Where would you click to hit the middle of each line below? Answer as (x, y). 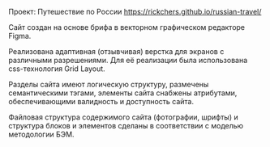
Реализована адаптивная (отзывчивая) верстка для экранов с (116, 51)
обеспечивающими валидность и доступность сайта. (101, 101)
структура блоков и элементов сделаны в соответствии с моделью (126, 126)
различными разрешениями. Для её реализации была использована (128, 60)
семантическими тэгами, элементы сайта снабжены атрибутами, (123, 93)
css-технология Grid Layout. (57, 69)
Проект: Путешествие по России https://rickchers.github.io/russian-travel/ (135, 12)
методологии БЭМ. (41, 134)
